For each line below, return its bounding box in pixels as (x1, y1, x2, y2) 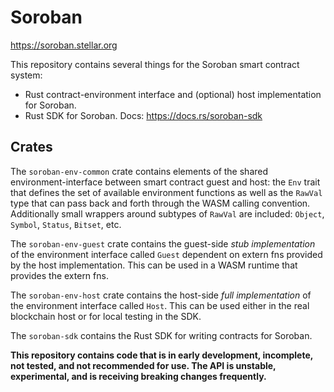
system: (10, 69, 43, 81)
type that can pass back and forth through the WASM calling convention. (10, 197, 311, 209)
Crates (10, 139, 53, 156)
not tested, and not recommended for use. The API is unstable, (10, 359, 277, 371)
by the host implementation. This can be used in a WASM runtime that (10, 259, 298, 271)
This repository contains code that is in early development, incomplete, (10, 349, 314, 361)
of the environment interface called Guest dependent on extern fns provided (10, 248, 323, 260)
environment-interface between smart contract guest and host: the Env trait (10, 176, 321, 188)
